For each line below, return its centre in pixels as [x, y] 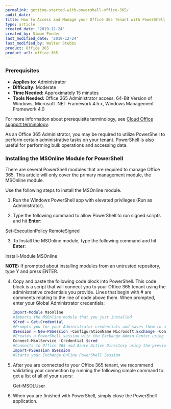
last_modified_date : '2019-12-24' [42, 39]
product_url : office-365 [32, 53]
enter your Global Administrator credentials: [59, 303]
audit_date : [18, 15]
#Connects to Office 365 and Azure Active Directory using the [81, 346]
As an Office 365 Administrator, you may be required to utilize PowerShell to [85, 134]
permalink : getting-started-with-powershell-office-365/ [67, 10]
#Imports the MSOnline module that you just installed [72, 317]
